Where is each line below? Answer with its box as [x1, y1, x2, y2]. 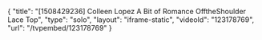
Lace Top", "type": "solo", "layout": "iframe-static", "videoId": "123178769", [7, 15, 255, 24]
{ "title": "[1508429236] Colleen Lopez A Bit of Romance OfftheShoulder [7, 7, 246, 16]
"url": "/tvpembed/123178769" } [7, 24, 113, 32]
